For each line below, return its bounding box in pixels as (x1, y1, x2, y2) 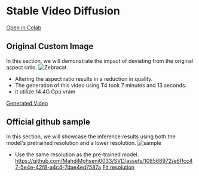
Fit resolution (102, 163, 135, 171)
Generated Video (6, 99, 48, 107)
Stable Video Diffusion (6, 4, 121, 18)
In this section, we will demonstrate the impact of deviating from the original (6, 57, 193, 64)
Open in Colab (6, 24, 42, 31)
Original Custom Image (6, 41, 94, 51)
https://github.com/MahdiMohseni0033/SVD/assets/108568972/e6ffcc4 (14, 157, 193, 164)
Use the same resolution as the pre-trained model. (14, 151, 139, 158)
